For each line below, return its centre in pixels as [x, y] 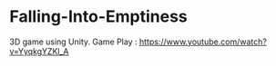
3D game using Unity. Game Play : [74, 42]
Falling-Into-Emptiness [99, 17]
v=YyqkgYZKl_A [40, 51]
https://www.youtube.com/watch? [203, 42]
